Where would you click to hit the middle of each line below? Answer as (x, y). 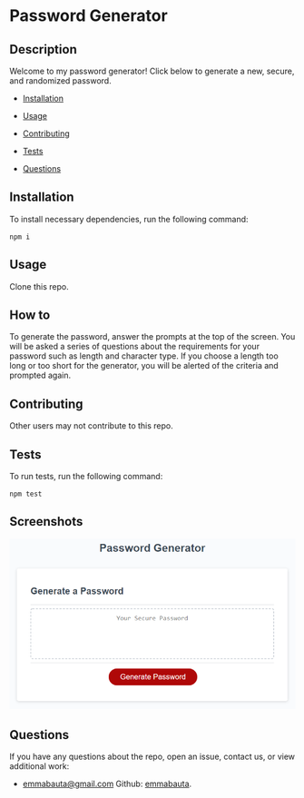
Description (43, 49)
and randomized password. (60, 81)
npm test (26, 494)
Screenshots (46, 522)
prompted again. (40, 375)
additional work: (39, 766)
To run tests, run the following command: (86, 477)
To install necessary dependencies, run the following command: (129, 219)
